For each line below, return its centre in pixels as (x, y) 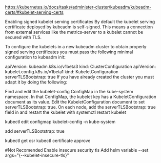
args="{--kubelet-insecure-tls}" (37, 155)
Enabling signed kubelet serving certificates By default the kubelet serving (80, 22)
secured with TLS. (23, 37)
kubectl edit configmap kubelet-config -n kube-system (60, 122)
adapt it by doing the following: (36, 82)
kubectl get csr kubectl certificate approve (48, 141)
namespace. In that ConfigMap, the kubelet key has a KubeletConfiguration (81, 97)
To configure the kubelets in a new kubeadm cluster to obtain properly (76, 47)
